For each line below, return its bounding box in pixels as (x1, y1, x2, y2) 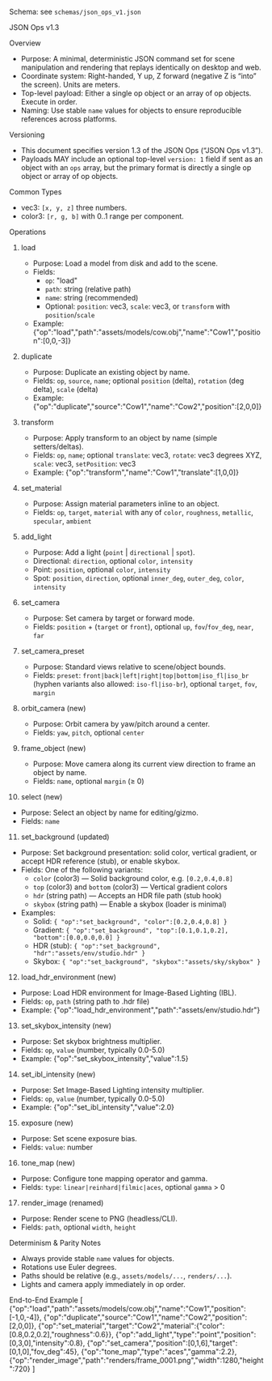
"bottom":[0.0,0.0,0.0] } (32, 934, 120, 942)
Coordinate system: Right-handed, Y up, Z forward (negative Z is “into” (20, 71, 257, 80)
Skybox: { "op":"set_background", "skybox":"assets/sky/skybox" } (32, 957, 262, 966)
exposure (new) (20, 1118, 73, 1127)
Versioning (9, 130, 45, 139)
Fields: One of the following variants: (20, 865, 144, 874)
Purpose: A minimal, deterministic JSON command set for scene (20, 54, 235, 63)
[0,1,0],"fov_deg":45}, (9, 1347, 80, 1356)
